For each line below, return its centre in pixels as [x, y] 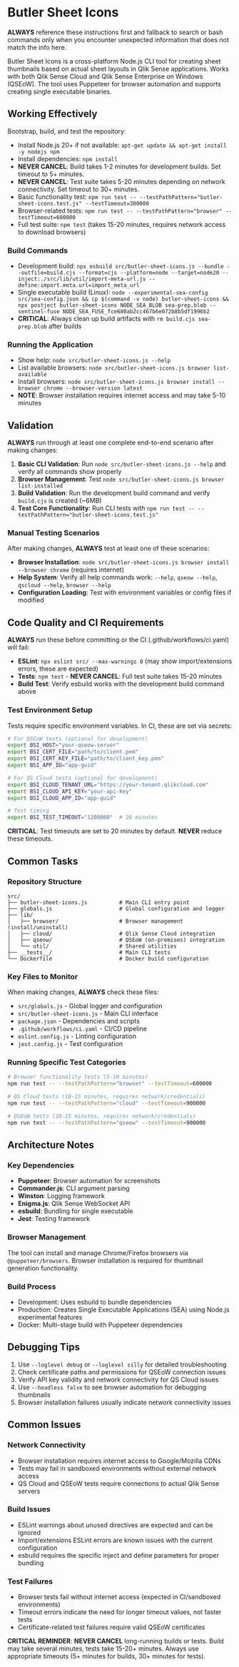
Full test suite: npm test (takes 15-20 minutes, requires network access [122, 224]
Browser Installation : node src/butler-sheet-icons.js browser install [123, 562]
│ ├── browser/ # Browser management [95, 921]
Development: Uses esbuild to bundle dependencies [95, 1302]
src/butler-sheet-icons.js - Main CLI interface [88, 1013]
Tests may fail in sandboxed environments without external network [117, 1468]
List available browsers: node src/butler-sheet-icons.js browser [114, 368]
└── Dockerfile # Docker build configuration [108, 958]
